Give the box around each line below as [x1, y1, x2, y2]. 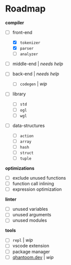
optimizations [5, 165, 35, 171]
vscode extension [12, 243, 49, 249]
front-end [12, 29, 32, 35]
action [19, 134, 34, 139]
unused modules [12, 217, 47, 223]
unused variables [12, 206, 48, 212]
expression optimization [12, 186, 62, 192]
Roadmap [5, 3, 46, 15]
